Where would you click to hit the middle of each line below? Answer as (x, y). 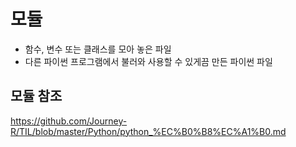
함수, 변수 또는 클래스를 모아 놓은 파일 (98, 49)
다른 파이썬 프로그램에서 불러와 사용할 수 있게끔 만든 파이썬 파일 (148, 61)
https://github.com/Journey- (69, 121)
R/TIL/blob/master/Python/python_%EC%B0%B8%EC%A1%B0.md (148, 131)
